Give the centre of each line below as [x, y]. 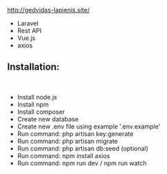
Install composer [41, 112]
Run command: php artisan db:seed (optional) [83, 148]
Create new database [48, 119]
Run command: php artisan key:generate [75, 133]
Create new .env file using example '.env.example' [89, 126]
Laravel [28, 23]
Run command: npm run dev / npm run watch [82, 163]
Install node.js [37, 97]
